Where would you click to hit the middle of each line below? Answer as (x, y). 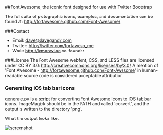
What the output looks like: (32, 118)
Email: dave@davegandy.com (42, 40)
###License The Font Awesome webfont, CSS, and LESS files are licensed (80, 60)
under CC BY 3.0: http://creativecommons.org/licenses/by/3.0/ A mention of (82, 65)
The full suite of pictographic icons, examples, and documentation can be (79, 16)
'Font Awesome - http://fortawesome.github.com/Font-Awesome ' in (73, 70)
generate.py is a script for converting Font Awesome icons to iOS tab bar (78, 99)
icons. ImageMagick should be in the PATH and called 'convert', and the (77, 104)
